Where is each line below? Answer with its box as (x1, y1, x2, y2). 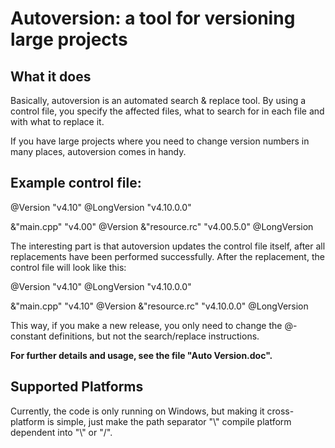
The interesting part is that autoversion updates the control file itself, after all (10, 240, 326, 252)
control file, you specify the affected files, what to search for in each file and (10, 105, 325, 117)
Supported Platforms (10, 378, 144, 396)
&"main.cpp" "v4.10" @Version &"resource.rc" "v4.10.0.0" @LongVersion (10, 300, 309, 312)
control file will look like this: (10, 261, 127, 273)
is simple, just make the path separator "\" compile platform (46, 415, 292, 427)
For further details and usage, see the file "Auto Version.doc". (10, 349, 273, 361)
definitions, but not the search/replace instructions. (48, 330, 260, 342)
